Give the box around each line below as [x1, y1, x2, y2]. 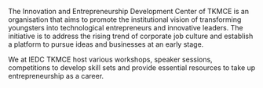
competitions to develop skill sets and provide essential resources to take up [8, 63, 256, 72]
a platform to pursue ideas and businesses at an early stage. [8, 40, 204, 49]
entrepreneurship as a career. [8, 72, 104, 80]
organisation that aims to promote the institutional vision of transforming [8, 15, 242, 24]
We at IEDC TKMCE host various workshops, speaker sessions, [8, 55, 214, 64]
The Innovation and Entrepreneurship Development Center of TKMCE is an [8, 7, 250, 16]
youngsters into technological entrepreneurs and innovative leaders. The [8, 23, 243, 32]
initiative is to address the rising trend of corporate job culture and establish [8, 31, 254, 40]
